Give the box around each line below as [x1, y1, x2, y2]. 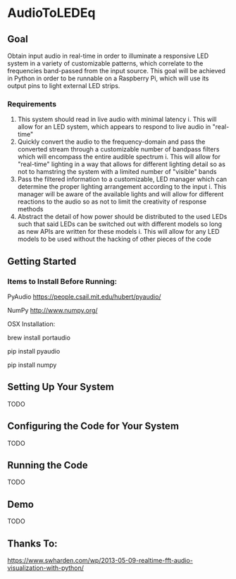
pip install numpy [7, 361, 57, 369]
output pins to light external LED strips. [7, 82, 120, 89]
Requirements [7, 99, 57, 108]
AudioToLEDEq [7, 5, 96, 21]
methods [17, 205, 44, 213]
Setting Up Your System [7, 381, 114, 393]
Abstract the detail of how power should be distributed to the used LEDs [17, 213, 228, 221]
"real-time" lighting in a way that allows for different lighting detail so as [17, 160, 225, 168]
